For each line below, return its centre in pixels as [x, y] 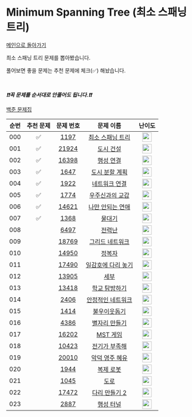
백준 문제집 [19, 109]
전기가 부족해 [109, 346]
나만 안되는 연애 [109, 207]
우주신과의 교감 [109, 195]
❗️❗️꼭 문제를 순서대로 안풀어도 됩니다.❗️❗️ [49, 95]
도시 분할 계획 [110, 173]
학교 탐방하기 [109, 288]
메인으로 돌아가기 [26, 45]
